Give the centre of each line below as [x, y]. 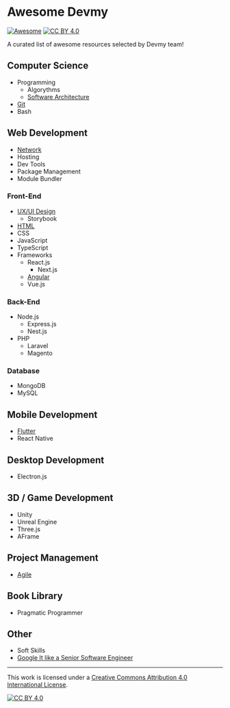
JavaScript [32, 240]
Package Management [49, 171]
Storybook [42, 218]
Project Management [53, 558]
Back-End [24, 302]
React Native [35, 439]
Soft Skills [31, 650]
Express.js [42, 324]
